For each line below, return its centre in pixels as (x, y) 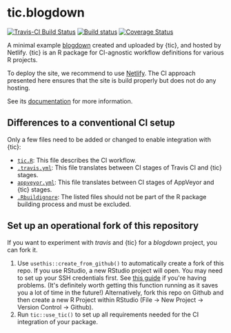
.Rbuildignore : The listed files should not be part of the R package (112, 196)
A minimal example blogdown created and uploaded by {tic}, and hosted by (114, 45)
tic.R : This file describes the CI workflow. (77, 160)
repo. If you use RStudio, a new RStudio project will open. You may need (120, 270)
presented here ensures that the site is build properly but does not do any (112, 80)
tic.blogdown (46, 13)
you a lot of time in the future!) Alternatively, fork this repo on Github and (120, 292)
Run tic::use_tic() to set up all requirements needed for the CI (108, 314)
